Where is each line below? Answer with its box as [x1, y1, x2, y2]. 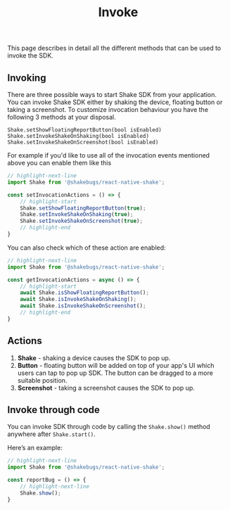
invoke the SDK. [7, 51, 54, 60]
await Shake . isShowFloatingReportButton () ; [20, 289, 150, 296]
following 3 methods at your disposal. [7, 113, 116, 121]
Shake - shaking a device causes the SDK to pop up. [17, 353, 171, 362]
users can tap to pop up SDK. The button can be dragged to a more [17, 369, 213, 377]
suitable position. [17, 376, 68, 384]
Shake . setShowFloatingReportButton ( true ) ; [20, 205, 146, 212]
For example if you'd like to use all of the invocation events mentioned [7, 151, 210, 159]
